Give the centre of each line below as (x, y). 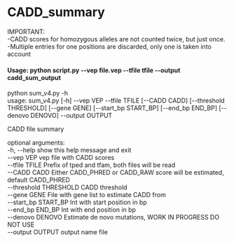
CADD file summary (36, 129)
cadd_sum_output (34, 77)
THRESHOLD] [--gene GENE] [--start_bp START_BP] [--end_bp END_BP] (112, 108)
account (19, 54)
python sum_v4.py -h (38, 93)
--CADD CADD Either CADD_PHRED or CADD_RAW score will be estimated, (116, 173)
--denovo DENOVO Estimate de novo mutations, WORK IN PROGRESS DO (113, 217)
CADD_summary (56, 12)
